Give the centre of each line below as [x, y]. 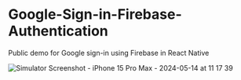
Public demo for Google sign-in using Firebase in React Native [109, 53]
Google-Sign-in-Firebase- [95, 15]
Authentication [58, 31]
